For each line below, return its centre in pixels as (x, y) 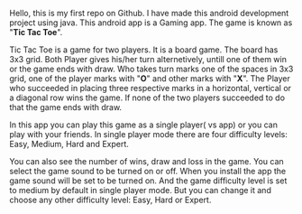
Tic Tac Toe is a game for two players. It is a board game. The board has (144, 50)
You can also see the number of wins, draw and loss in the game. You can (146, 161)
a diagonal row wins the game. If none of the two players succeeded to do (147, 98)
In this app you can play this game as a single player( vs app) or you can (143, 125)
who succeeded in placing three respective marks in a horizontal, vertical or (150, 88)
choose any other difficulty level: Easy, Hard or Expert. (110, 200)
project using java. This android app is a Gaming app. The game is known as (151, 23)
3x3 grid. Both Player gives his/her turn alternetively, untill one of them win (148, 59)
